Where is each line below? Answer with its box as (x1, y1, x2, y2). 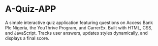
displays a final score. (5, 35, 50, 41)
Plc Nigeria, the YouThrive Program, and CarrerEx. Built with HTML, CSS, (5, 24, 153, 30)
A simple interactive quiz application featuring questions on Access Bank (5, 20, 153, 25)
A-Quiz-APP (5, 3, 57, 15)
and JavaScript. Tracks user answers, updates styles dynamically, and (5, 30, 148, 36)
